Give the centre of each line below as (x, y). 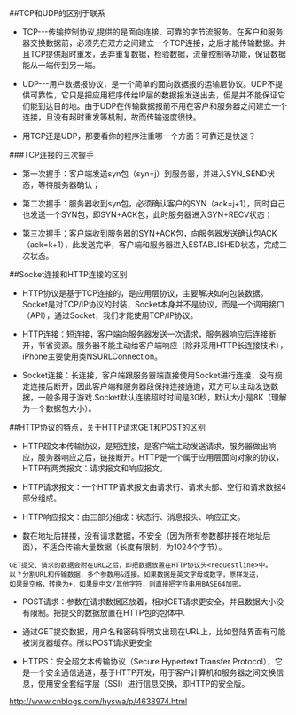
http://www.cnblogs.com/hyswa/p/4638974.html (98, 701)
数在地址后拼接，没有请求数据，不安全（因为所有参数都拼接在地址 (142, 536)
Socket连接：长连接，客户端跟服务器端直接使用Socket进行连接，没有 (148, 375)
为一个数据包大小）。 (59, 408)
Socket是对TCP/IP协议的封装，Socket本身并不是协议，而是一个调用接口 (153, 304)
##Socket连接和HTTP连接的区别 (68, 274)
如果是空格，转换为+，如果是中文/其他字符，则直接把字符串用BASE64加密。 (127, 584)
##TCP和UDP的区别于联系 (57, 13)
